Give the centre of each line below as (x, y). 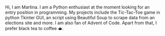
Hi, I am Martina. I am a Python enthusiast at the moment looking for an (77, 7)
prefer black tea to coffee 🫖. (34, 28)
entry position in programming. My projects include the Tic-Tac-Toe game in (83, 12)
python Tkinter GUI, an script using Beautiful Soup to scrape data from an (80, 18)
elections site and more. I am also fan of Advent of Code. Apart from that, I (81, 23)
